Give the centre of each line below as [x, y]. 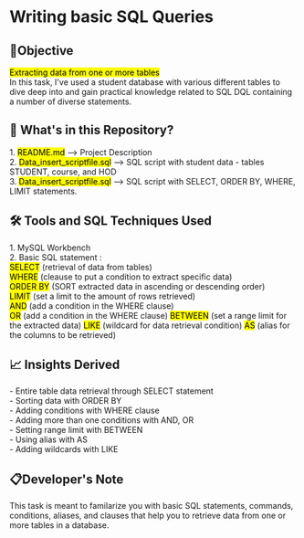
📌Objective [42, 51]
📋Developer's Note [67, 479]
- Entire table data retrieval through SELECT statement [112, 391]
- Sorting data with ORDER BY [66, 401]
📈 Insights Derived [65, 365]
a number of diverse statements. [71, 101]
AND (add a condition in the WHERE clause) [92, 306]
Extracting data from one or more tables [84, 72]
